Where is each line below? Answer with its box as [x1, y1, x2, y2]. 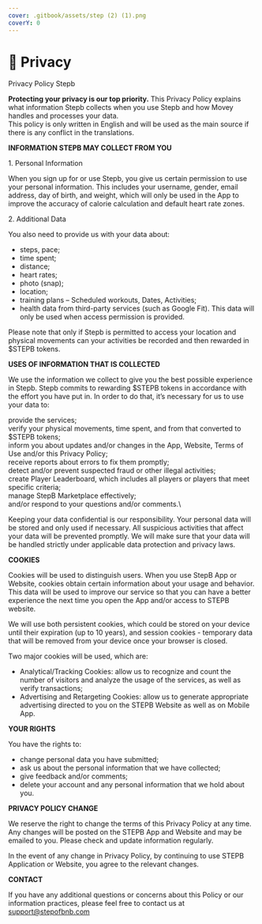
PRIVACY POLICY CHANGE [8, 804, 99, 813]
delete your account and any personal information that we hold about [19, 780, 245, 790]
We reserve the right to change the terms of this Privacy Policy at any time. [8, 819, 252, 828]
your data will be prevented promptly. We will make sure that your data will [8, 531, 250, 541]
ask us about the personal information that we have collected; [19, 764, 221, 773]
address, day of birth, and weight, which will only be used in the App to [8, 190, 239, 200]
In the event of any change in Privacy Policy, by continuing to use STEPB [8, 851, 245, 861]
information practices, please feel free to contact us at [8, 899, 185, 908]
